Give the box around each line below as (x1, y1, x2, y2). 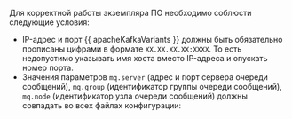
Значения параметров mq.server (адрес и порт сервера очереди (21, 72, 269, 83)
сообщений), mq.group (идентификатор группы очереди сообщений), (21, 82, 282, 91)
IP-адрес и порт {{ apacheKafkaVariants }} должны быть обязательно (21, 35, 283, 44)
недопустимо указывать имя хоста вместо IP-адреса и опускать (21, 53, 268, 63)
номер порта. (21, 62, 74, 73)
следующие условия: (9, 17, 91, 28)
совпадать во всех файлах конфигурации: (21, 100, 182, 110)
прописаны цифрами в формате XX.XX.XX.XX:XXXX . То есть (21, 44, 242, 54)
